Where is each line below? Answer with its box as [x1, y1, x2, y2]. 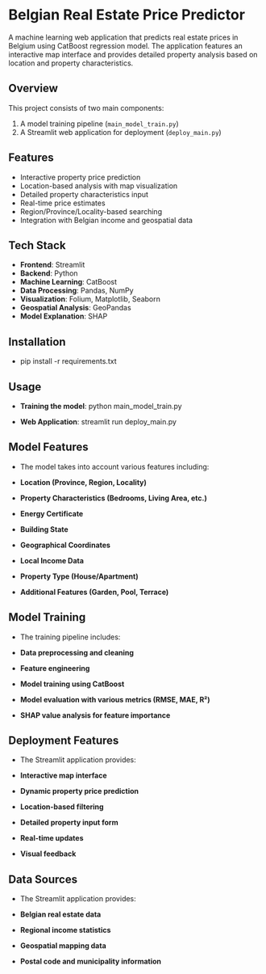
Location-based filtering [19, 802, 104, 812]
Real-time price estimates [19, 198, 106, 208]
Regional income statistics [19, 926, 111, 935]
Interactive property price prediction [19, 172, 141, 182]
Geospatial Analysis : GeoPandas [19, 303, 131, 313]
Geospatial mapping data [19, 941, 106, 951]
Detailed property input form [19, 818, 118, 828]
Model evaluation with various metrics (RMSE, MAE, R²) [19, 694, 211, 704]
